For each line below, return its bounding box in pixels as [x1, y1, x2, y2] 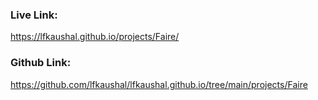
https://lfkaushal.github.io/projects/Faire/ [10, 31, 180, 43]
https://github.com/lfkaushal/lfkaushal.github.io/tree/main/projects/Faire [10, 78, 308, 90]
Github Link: [10, 56, 72, 70]
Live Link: [10, 8, 58, 22]
